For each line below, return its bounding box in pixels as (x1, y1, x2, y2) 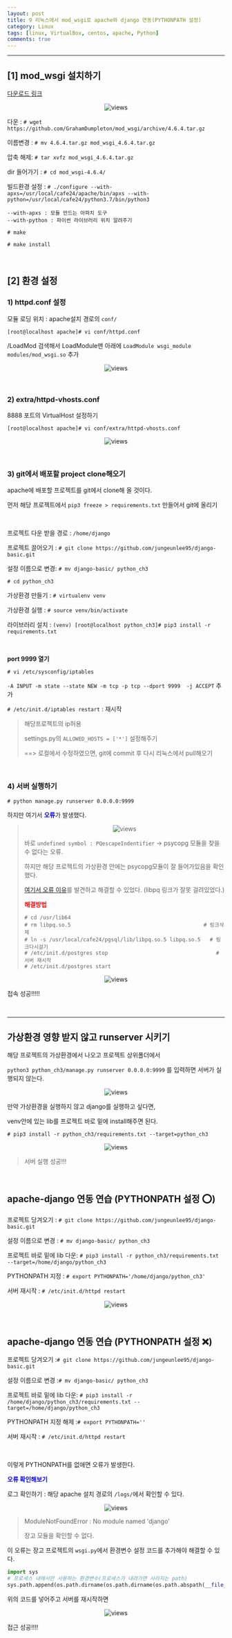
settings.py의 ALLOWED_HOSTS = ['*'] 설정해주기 (23, 734, 157, 743)
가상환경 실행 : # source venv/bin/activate (7, 606, 128, 615)
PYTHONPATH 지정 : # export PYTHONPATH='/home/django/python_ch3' (7, 1272, 206, 1280)
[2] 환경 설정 (7, 275, 58, 287)
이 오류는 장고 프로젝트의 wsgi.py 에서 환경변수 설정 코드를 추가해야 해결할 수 (7, 1546, 213, 1554)
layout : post (7, 10, 45, 17)
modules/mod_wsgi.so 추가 (7, 350, 79, 358)
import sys (7, 1568, 39, 1575)
